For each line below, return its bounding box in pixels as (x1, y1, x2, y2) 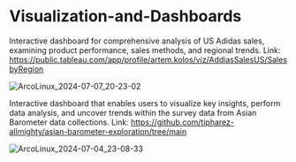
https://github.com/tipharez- (131, 117, 234, 127)
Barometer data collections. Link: (9, 117, 130, 127)
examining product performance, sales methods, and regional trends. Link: (9, 44, 281, 55)
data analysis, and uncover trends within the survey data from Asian (9, 107, 257, 118)
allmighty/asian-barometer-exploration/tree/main (9, 126, 187, 136)
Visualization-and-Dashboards (9, 6, 242, 27)
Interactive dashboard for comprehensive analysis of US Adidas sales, (9, 35, 265, 46)
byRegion (9, 64, 44, 74)
